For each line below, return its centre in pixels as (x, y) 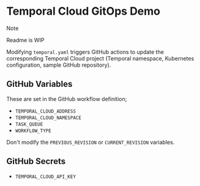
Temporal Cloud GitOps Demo (83, 11)
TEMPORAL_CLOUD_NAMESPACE (48, 117)
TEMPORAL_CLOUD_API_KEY (46, 177)
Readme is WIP (25, 40)
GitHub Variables (39, 84)
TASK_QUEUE (29, 124)
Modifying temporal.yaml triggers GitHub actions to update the (85, 52)
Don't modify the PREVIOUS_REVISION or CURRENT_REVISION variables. (91, 142)
